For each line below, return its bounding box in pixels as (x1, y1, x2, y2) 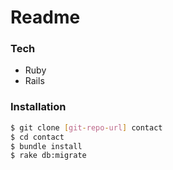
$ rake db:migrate (10, 151, 87, 161)
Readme (10, 6, 81, 29)
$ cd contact (10, 132, 65, 142)
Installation (10, 100, 67, 114)
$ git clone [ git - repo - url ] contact (10, 122, 163, 133)
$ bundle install (10, 141, 83, 151)
